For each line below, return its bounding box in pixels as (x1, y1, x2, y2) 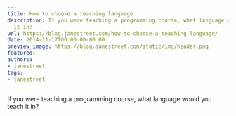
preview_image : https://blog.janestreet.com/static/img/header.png (7, 43, 209, 50)
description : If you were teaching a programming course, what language (7, 17, 225, 24)
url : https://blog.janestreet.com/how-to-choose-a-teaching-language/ (7, 30, 218, 37)
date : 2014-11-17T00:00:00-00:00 (7, 37, 105, 44)
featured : (7, 50, 37, 57)
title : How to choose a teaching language (7, 10, 133, 18)
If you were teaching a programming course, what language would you (7, 95, 212, 103)
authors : (7, 56, 33, 63)
